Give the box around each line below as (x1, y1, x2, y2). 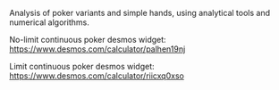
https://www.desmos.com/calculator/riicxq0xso (9, 70, 185, 81)
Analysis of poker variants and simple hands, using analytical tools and (9, 8, 271, 18)
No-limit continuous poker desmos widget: (9, 35, 167, 45)
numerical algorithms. (9, 17, 89, 28)
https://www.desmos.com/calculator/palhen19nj (9, 44, 186, 54)
